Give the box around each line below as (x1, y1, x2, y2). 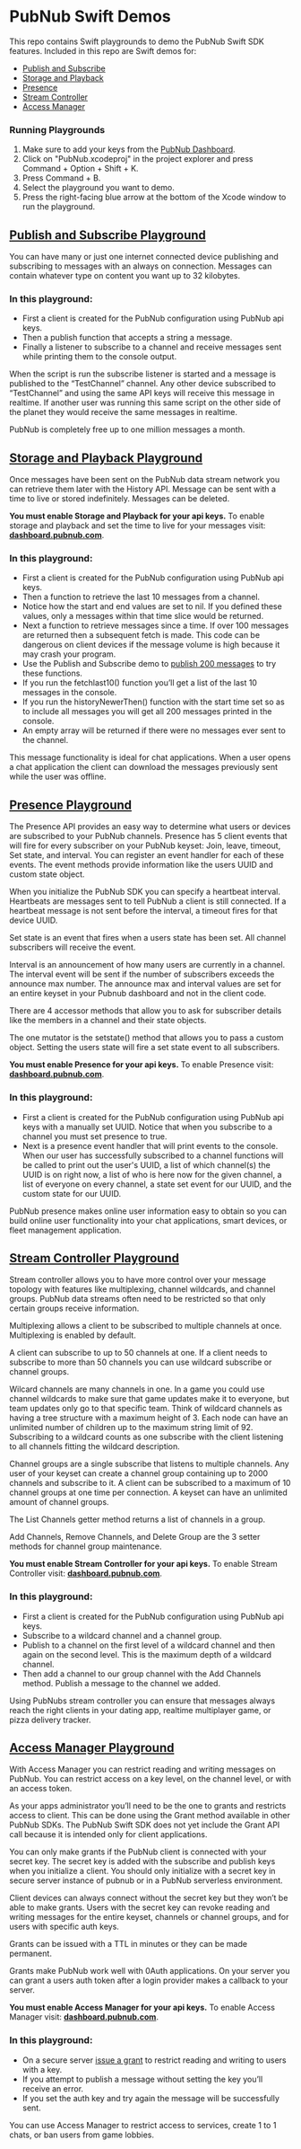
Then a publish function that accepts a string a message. (21, 332, 233, 343)
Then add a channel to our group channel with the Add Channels (21, 1668, 262, 1679)
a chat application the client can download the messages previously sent (9, 762, 279, 773)
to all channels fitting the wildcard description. (9, 1441, 181, 1452)
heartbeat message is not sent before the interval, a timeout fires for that (9, 906, 278, 916)
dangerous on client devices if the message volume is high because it (21, 640, 280, 650)
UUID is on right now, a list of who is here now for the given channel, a (21, 1169, 282, 1180)
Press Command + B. (21, 172, 101, 183)
